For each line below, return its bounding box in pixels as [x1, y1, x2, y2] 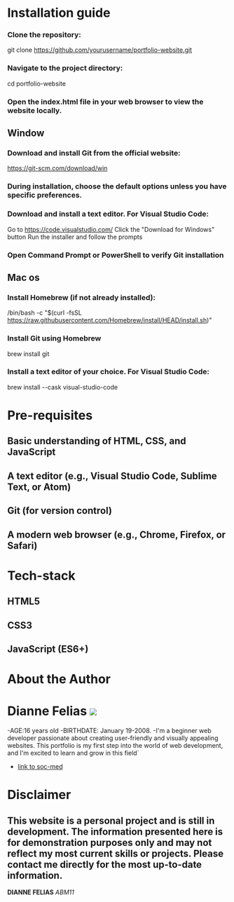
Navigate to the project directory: [7, 63, 123, 73]
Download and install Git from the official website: [7, 149, 181, 158]
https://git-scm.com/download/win [7, 164, 108, 172]
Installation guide [7, 5, 111, 21]
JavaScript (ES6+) [7, 643, 89, 655]
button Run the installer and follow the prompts [7, 233, 143, 241]
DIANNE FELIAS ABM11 [7, 888, 75, 896]
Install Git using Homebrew [7, 334, 102, 343]
